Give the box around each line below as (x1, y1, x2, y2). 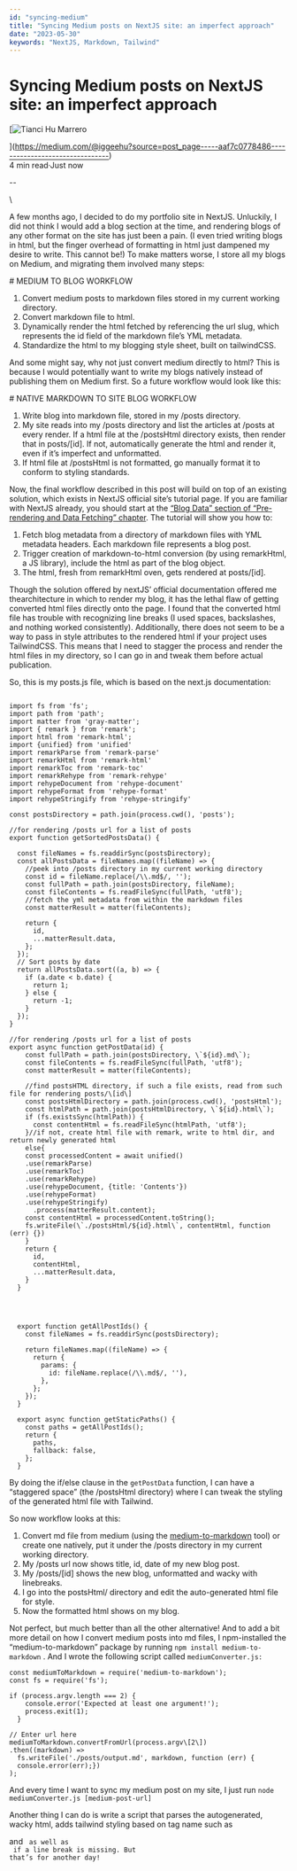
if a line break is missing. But (12, 1845, 137, 1855)
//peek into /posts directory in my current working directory (25, 865, 263, 874)
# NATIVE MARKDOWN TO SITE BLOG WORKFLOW (9, 394, 197, 404)
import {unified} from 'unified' (9, 741, 133, 750)
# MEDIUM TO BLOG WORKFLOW (9, 276, 133, 286)
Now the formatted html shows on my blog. (21, 1606, 179, 1617)
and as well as (9, 1836, 69, 1847)
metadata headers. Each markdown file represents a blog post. (21, 539, 252, 550)
